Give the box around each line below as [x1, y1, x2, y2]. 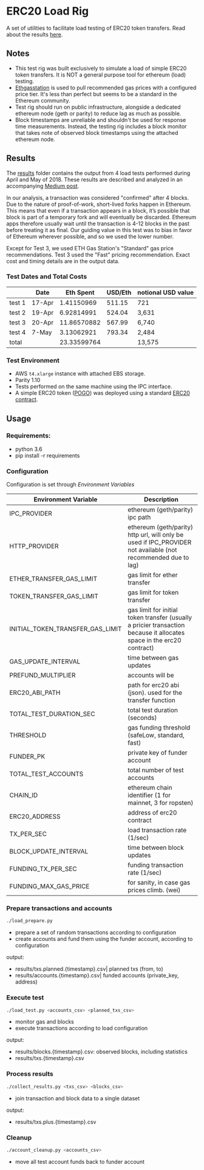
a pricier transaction [127, 621, 185, 629]
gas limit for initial [127, 606, 178, 614]
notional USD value [137, 288, 194, 296]
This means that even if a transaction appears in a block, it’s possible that [6, 207, 190, 214]
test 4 [9, 328, 26, 337]
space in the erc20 [127, 636, 182, 645]
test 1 [9, 298, 26, 307]
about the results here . [6, 30, 63, 38]
